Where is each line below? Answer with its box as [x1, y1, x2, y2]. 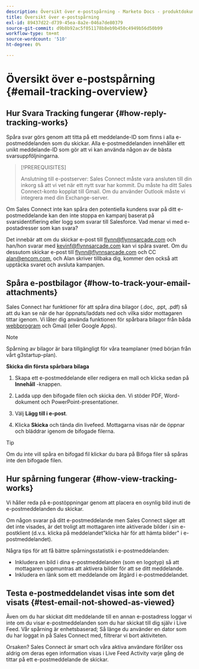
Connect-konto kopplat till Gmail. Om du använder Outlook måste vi [20, 188, 185, 195]
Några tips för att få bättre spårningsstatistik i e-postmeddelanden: [6, 547, 170, 554]
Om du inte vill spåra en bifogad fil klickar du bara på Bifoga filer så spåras [6, 451, 188, 458]
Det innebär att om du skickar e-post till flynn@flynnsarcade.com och [6, 236, 176, 243]
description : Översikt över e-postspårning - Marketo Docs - [6, 8, 161, 15]
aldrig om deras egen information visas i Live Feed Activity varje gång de [6, 649, 184, 657]
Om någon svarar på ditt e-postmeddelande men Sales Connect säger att [6, 516, 185, 524]
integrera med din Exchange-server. [20, 194, 109, 201]
